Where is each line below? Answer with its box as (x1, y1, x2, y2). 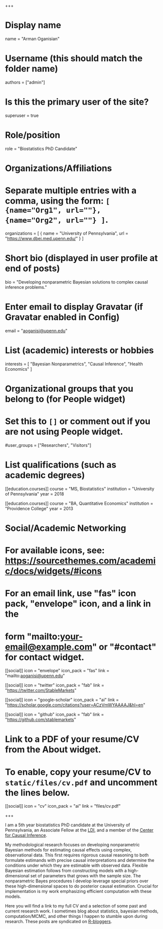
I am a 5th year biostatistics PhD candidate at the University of (5, 822, 130, 828)
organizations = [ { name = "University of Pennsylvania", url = (5, 230, 128, 236)
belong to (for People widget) (5, 393, 126, 404)
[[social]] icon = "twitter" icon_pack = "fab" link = (5, 683, 105, 688)
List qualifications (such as (5, 459, 117, 470)
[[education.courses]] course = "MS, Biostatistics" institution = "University (5, 486, 155, 492)
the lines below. (5, 787, 70, 798)
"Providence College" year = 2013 (5, 505, 73, 512)
